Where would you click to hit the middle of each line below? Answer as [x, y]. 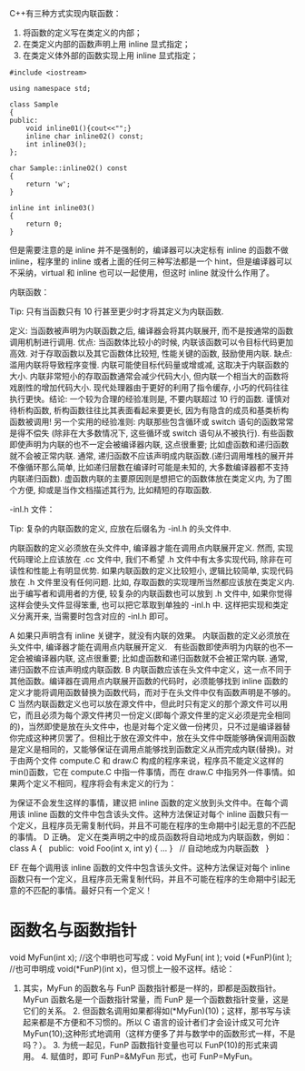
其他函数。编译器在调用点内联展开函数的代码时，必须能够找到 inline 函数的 [149, 681]
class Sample [34, 105]
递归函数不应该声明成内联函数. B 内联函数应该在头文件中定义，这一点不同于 [151, 670]
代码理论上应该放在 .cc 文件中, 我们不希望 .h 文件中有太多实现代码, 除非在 [147, 559]
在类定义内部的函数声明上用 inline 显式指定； [106, 44]
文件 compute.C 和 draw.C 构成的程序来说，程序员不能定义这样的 [162, 761]
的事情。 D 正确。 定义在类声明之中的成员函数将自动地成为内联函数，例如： [151, 837]
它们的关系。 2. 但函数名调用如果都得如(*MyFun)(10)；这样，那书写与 [152, 1010]
